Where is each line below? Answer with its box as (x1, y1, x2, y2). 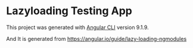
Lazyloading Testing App (6, 4, 132, 18)
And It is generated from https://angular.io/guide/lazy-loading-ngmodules (6, 35, 187, 42)
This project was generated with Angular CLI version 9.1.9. (6, 24, 149, 31)
